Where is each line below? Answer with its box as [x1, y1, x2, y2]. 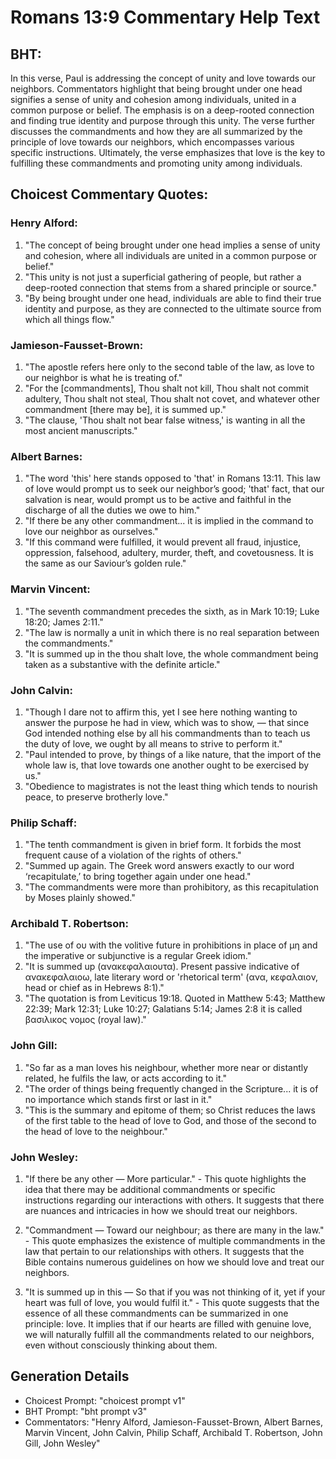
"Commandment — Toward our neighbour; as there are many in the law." [24, 1224, 325, 1236]
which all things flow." [24, 313, 115, 325]
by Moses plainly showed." [24, 892, 136, 904]
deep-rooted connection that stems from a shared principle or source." [24, 281, 318, 293]
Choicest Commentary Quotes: [10, 186, 209, 203]
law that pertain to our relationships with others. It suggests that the [24, 1246, 305, 1258]
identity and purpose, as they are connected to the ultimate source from [24, 302, 322, 315]
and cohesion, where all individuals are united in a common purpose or [24, 249, 318, 261]
